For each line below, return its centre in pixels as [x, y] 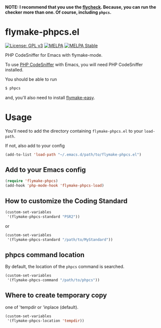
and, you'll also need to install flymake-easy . [50, 97]
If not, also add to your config [35, 145]
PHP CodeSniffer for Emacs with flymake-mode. [54, 55]
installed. [14, 70]
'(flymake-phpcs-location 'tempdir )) [46, 321]
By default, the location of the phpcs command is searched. [65, 267]
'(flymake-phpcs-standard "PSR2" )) [43, 217]
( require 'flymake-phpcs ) [31, 181]
